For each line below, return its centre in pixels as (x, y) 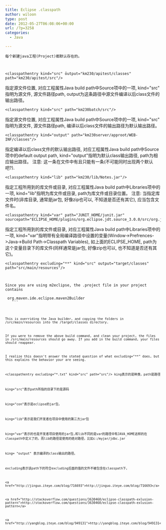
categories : (17, 33)
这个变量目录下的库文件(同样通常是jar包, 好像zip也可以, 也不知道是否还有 (79, 248)
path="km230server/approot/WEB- (105, 135)
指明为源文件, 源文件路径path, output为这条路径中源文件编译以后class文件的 (83, 94)
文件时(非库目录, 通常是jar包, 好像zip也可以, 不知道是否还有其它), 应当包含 (80, 199)
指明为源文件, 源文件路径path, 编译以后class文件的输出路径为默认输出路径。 (82, 126)
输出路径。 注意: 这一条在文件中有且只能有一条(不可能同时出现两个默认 (81, 161)
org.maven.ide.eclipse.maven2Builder (46, 298)
